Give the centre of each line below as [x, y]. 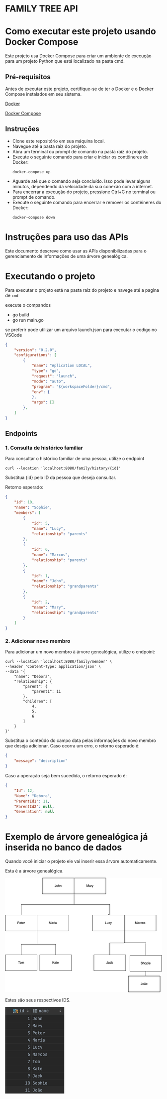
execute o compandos [28, 305]
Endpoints [21, 434]
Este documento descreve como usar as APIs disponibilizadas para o [76, 251]
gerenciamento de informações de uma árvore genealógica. [67, 256]
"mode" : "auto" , [48, 381]
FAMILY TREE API [42, 9]
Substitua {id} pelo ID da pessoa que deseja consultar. [61, 478]
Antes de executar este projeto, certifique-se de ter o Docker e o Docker [80, 89]
